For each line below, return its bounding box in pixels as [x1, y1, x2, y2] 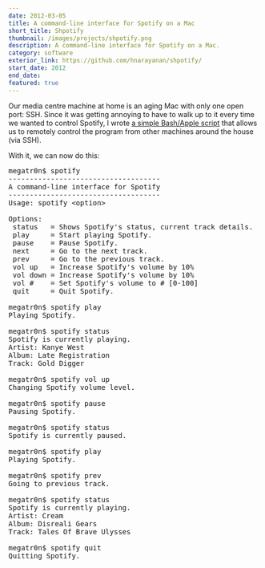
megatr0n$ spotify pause [8, 399, 106, 408]
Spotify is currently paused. [8, 431, 127, 440]
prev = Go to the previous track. [12, 254, 165, 263]
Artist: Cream [8, 511, 64, 520]
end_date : [8, 71, 42, 79]
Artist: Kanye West [8, 343, 85, 351]
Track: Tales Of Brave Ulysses [8, 527, 131, 536]
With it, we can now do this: [8, 150, 100, 160]
